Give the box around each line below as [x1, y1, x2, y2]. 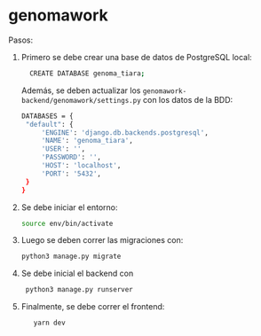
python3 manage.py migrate [20, 252, 122, 262]
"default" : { [25, 120, 74, 129]
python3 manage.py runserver [25, 285, 134, 294]
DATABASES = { [20, 112, 74, 121]
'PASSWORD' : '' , [41, 152, 102, 162]
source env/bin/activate [20, 219, 114, 228]
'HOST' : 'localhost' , [41, 161, 122, 170]
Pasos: [8, 35, 34, 45]
